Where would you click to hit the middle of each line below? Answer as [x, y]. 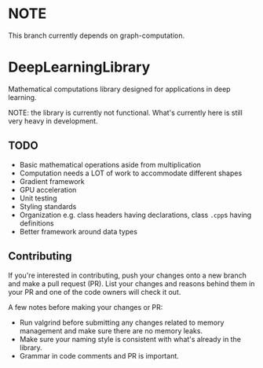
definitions [37, 223]
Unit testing [38, 198]
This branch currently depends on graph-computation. [97, 35]
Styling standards [48, 206]
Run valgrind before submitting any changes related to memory [122, 322]
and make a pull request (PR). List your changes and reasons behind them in [131, 283]
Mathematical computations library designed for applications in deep [119, 89]
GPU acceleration [48, 190]
